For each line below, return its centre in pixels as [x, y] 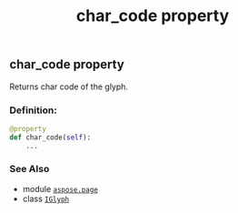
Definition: [33, 110]
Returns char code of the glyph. [69, 86]
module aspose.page [60, 188]
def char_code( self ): [50, 137]
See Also [30, 169]
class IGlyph [46, 198]
